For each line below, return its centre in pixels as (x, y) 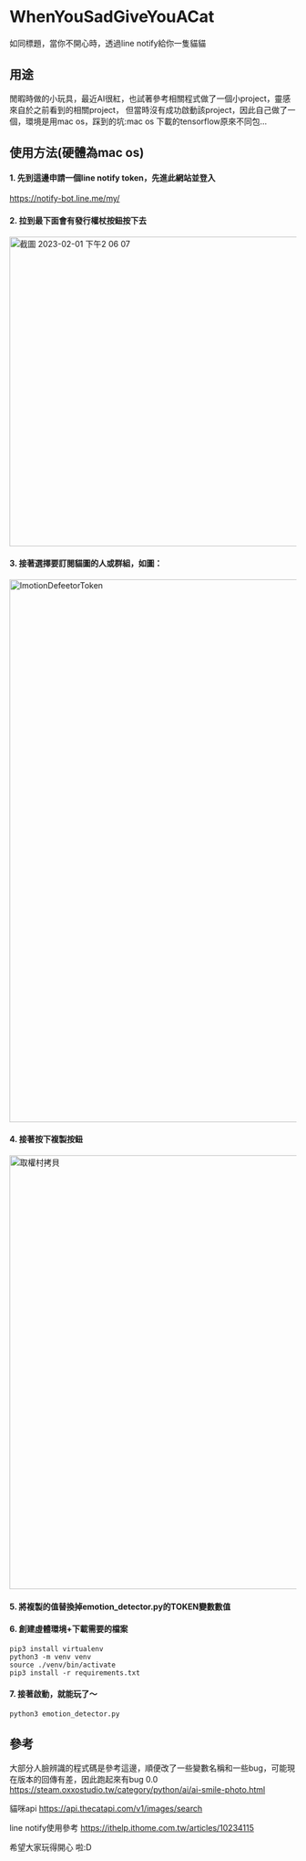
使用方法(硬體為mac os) (77, 153)
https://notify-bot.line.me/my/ (65, 199)
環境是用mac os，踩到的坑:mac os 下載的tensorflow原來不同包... (146, 121)
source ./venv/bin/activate (63, 1665)
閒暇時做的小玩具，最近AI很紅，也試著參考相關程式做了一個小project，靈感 (150, 99)
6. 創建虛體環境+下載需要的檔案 (69, 1629)
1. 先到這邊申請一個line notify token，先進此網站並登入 (112, 177)
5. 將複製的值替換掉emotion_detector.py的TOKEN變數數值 (120, 1606)
